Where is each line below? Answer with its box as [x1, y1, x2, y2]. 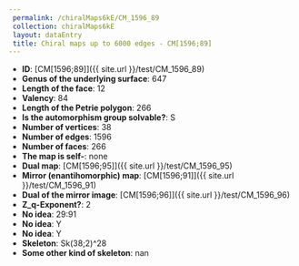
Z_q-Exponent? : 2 [21, 199, 92, 210]
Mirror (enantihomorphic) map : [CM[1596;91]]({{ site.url [21, 170, 234, 181]
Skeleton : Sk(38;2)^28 [21, 238, 107, 249]
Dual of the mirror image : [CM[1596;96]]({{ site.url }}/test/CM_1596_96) [21, 189, 291, 200]
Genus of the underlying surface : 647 [21, 74, 167, 85]
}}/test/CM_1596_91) [21, 179, 97, 191]
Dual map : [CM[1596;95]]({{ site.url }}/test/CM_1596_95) [21, 160, 233, 171]
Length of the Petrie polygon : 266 [21, 102, 152, 114]
